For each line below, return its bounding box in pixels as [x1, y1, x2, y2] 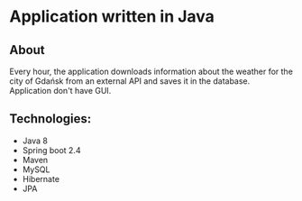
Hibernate [22, 173, 60, 184]
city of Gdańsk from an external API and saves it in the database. [9, 76, 251, 87]
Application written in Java [9, 6, 215, 27]
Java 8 [22, 135, 48, 146]
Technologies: [9, 111, 92, 127]
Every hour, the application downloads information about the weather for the [9, 66, 293, 77]
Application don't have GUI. [9, 86, 112, 96]
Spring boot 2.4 [22, 144, 81, 155]
